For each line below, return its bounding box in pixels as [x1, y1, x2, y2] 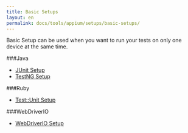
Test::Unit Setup [15, 96, 56, 103]
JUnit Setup [15, 66, 45, 74]
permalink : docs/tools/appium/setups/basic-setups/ [6, 20, 140, 26]
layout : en [6, 15, 34, 21]
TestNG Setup [15, 73, 50, 80]
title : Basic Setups [6, 8, 59, 15]
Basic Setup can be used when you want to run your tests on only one [6, 37, 183, 44]
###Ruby [6, 85, 30, 92]
